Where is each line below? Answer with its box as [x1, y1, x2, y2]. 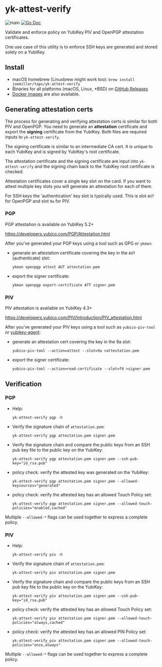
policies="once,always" [12, 642, 61, 648]
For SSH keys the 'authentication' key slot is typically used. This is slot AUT [5, 193, 155, 199]
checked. [5, 168, 24, 175]
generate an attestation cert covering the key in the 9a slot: [12, 339, 131, 345]
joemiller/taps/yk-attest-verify [12, 81, 81, 86]
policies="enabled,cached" [12, 505, 67, 511]
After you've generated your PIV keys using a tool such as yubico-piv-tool [5, 324, 156, 330]
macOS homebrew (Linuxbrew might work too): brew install [12, 76, 135, 82]
